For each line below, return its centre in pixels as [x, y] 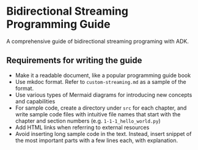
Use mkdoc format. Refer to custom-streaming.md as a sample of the [101, 81]
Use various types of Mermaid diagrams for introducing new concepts [104, 95]
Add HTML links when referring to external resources [82, 127]
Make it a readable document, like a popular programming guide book [103, 75]
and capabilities [35, 101]
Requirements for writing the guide [74, 60]
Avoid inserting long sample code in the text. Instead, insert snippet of [103, 133]
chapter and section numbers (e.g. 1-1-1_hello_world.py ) [88, 121]
